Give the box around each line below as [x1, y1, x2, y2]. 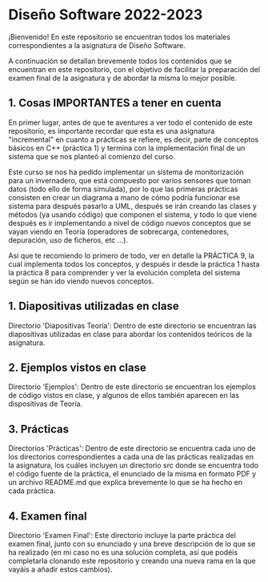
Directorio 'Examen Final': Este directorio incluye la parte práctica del [8, 531, 236, 540]
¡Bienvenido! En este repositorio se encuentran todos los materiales [8, 32, 230, 42]
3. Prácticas [8, 422, 70, 435]
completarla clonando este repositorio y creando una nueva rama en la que [8, 556, 256, 565]
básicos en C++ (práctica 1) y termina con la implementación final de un [8, 142, 246, 153]
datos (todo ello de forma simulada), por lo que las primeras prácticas [8, 184, 238, 194]
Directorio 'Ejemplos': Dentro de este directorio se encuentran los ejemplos [8, 382, 256, 391]
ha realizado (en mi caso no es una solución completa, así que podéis [8, 548, 238, 557]
